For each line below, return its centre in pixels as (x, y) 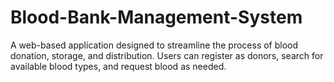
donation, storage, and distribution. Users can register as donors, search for (167, 55)
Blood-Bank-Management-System (156, 17)
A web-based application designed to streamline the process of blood (154, 45)
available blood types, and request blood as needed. (118, 66)
